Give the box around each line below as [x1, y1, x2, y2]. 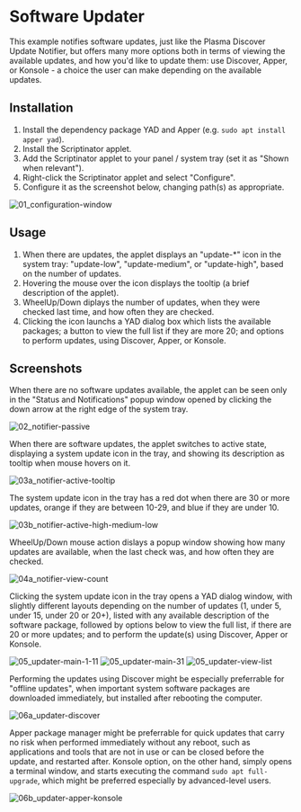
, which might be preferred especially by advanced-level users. [37, 775, 271, 786]
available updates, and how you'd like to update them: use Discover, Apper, [9, 55, 288, 66]
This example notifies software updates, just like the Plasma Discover [9, 36, 266, 47]
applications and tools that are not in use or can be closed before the [9, 746, 265, 757]
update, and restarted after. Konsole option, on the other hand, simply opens [9, 756, 292, 767]
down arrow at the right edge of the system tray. [9, 404, 189, 415]
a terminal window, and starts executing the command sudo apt [9, 766, 244, 777]
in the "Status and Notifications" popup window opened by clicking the [9, 394, 272, 406]
